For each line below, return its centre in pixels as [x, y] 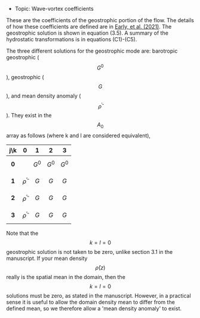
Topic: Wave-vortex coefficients [54, 9]
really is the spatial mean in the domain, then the [66, 277]
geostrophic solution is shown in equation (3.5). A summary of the [87, 33]
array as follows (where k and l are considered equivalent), [79, 136]
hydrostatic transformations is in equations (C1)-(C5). [72, 39]
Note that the [22, 234]
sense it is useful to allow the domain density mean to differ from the [90, 302]
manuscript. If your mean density [47, 258]
